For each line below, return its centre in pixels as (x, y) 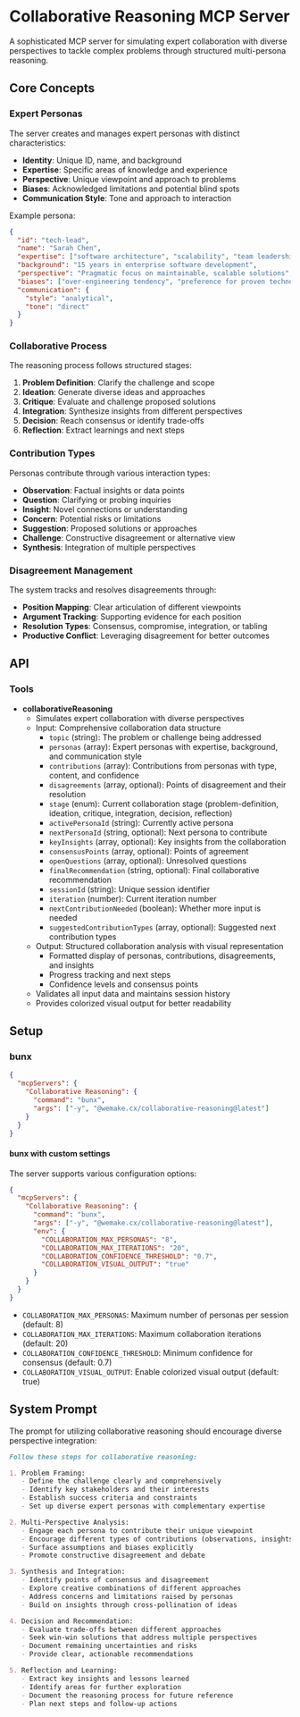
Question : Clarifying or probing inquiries (96, 500)
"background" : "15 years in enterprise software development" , (137, 265)
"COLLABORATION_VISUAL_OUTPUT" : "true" (116, 1265)
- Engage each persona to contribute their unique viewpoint (137, 1530)
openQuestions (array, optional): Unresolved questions (148, 861)
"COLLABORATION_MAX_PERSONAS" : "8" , (109, 1240)
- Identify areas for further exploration (101, 1687)
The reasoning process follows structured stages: (100, 366)
